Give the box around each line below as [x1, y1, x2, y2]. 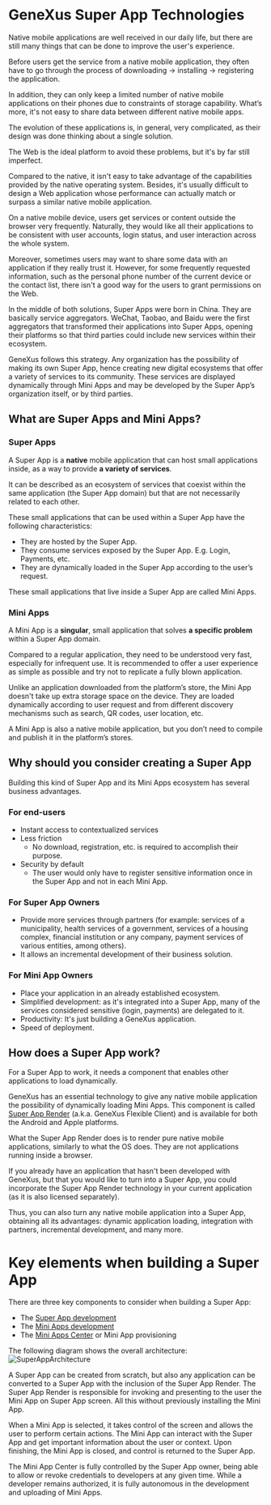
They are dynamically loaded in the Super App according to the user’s [19, 562, 253, 572]
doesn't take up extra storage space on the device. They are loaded [8, 691, 235, 701]
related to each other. [8, 497, 80, 506]
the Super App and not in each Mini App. [32, 876, 168, 886]
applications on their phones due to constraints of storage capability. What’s [8, 98, 263, 108]
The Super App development [19, 1313, 117, 1323]
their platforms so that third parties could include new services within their [8, 330, 256, 339]
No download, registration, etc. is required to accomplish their [32, 842, 239, 852]
